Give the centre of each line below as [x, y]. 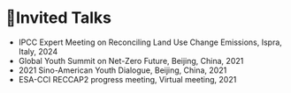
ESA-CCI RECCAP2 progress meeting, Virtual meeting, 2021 [127, 79]
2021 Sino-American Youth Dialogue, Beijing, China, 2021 [123, 70]
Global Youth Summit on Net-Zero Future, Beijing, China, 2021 [131, 61]
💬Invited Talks [58, 18]
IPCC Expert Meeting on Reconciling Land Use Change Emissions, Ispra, [150, 42]
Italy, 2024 [38, 51]
